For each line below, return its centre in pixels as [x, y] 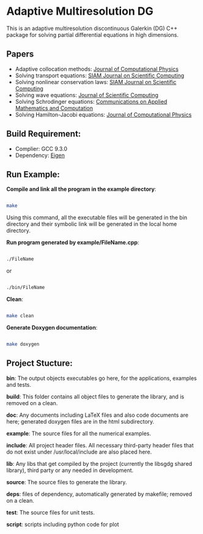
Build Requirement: [44, 134]
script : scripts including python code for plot [63, 524]
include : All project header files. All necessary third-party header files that [100, 445]
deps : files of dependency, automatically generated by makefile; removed [99, 494]
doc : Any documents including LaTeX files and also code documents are [97, 415]
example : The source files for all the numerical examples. [79, 433]
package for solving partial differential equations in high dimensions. [93, 34]
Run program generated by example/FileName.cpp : [73, 242]
